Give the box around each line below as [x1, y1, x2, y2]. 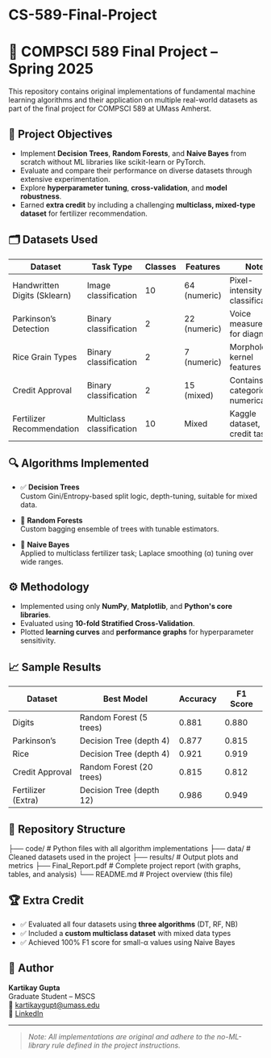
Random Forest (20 [79, 762, 153, 773]
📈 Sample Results [8, 660, 102, 674]
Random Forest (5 [79, 712, 148, 724]
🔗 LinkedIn [8, 1008, 44, 1018]
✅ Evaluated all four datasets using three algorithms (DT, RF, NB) [19, 919, 239, 929]
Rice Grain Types [12, 351, 77, 363]
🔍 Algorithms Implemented [8, 456, 149, 470]
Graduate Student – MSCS [8, 991, 95, 1001]
